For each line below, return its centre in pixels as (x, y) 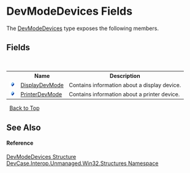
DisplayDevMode (42, 85)
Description (125, 76)
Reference (20, 143)
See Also (24, 127)
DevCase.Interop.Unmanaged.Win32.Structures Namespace (82, 163)
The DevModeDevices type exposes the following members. (83, 28)
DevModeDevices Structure (41, 156)
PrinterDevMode (41, 94)
